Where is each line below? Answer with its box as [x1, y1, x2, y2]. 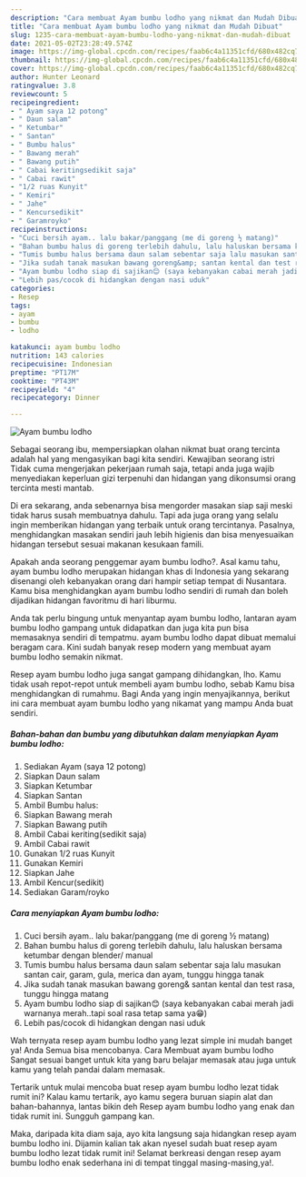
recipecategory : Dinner [10, 393, 101, 403]
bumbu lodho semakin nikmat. [10, 651, 123, 662]
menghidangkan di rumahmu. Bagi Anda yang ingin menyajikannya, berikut [10, 689, 291, 699]
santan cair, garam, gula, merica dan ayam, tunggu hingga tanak [23, 970, 264, 981]
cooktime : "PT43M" [10, 377, 80, 386]
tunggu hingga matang [23, 989, 109, 1000]
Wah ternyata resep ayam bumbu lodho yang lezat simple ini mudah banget [10, 1035, 293, 1046]
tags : [10, 301, 31, 310]
